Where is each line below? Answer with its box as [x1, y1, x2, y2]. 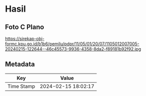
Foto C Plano [5, 23, 44, 31]
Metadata [5, 60, 35, 69]
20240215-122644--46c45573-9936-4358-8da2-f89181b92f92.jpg [5, 46, 141, 52]
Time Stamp [7, 83, 36, 90]
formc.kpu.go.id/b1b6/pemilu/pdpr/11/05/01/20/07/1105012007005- [5, 41, 140, 47]
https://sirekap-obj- [5, 36, 45, 41]
